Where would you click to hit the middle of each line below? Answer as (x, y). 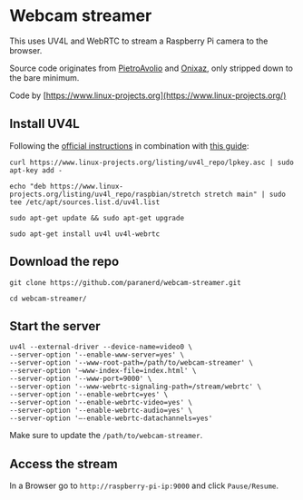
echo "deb (28, 186)
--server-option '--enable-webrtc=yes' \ (89, 395)
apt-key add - (36, 170)
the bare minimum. (44, 77)
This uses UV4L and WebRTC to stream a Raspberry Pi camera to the (139, 41)
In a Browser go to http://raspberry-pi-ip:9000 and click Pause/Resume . (144, 485)
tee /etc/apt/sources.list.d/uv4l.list (85, 202)
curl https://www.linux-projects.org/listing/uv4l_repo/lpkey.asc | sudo (152, 162)
